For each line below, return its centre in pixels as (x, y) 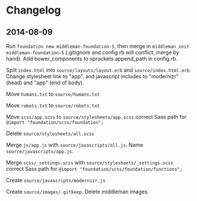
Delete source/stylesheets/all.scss (50, 134)
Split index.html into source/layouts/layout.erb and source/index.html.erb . (98, 70)
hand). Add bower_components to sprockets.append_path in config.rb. (92, 59)
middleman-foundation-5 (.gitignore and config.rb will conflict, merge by (93, 52)
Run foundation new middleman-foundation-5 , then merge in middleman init (98, 46)
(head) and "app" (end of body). (45, 83)
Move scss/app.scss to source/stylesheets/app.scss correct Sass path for (96, 117)
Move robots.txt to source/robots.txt (53, 106)
